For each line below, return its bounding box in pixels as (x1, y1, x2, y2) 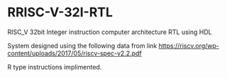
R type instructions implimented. (7, 62, 102, 71)
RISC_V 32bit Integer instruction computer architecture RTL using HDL (7, 28, 212, 36)
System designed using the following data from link (7, 41, 157, 50)
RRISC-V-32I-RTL (7, 4, 113, 21)
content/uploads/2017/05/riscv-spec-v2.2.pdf (7, 49, 142, 57)
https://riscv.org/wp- (158, 41, 220, 50)
